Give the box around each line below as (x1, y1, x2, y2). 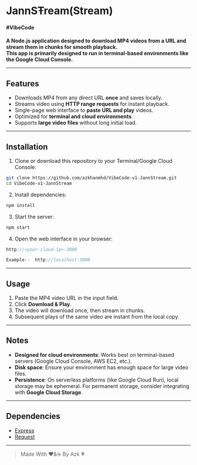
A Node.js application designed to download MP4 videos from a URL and (6, 37, 186, 45)
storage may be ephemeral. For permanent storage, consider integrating (14, 382, 189, 389)
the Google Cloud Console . (6, 56, 73, 63)
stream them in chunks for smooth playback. (6, 44, 118, 51)
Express (14, 427, 35, 434)
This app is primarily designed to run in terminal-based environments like (6, 50, 189, 57)
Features (6, 78, 39, 89)
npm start (6, 225, 30, 230)
